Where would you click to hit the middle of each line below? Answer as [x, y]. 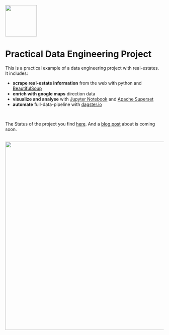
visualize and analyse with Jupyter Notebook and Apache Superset [83, 99]
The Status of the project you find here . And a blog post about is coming [80, 124]
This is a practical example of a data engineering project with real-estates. [82, 68]
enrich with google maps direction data [54, 93]
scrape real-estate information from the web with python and [77, 83]
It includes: [17, 73]
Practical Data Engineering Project [78, 54]
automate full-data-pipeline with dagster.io [57, 104]
